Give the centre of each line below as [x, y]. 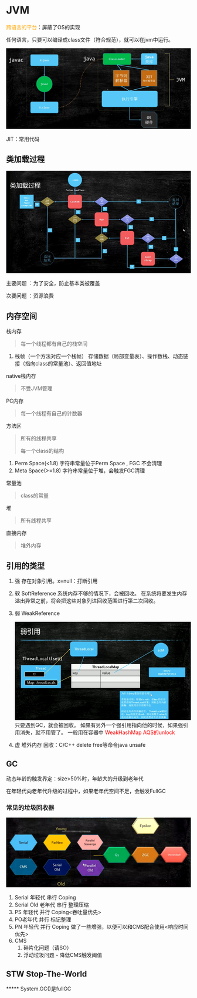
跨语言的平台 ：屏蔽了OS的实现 [43, 27]
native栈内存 [21, 376]
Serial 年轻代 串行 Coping [45, 898]
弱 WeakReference [37, 613]
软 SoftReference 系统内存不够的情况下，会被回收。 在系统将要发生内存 [101, 593]
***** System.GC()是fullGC [39, 989]
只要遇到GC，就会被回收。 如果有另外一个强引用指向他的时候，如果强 [99, 725]
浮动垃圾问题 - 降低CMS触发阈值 [63, 955]
